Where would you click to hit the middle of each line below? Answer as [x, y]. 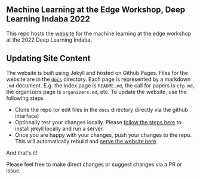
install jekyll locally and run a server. [59, 128]
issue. [13, 170]
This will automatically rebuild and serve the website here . [86, 141]
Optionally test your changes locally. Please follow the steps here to [98, 122]
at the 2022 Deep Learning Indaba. [49, 40]
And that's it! [22, 153]
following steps [25, 98]
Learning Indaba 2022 [48, 19]
